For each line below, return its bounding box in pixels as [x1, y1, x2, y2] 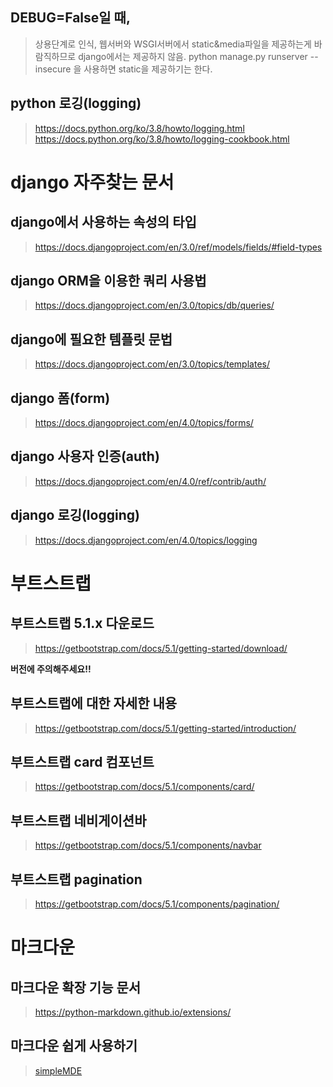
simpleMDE [34, 1064, 83, 1077]
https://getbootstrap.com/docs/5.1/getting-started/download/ [34, 642, 288, 654]
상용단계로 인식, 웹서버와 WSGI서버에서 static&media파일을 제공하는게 [34, 38, 312, 50]
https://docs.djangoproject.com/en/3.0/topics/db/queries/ [34, 299, 275, 312]
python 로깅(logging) [10, 95, 142, 112]
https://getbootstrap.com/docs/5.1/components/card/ [34, 781, 255, 793]
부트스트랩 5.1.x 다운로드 [10, 615, 155, 632]
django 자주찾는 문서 [10, 171, 175, 193]
